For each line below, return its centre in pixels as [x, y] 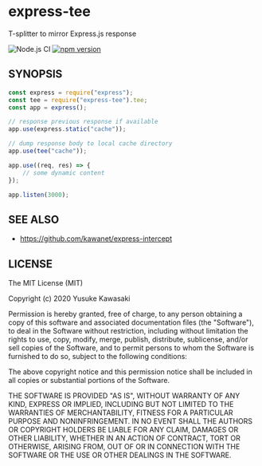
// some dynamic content [64, 173]
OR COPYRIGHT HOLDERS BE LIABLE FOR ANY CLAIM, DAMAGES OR [123, 430]
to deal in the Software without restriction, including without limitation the [128, 331]
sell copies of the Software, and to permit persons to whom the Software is [131, 348]
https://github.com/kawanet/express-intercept [96, 239]
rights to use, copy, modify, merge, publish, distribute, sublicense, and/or [128, 339]
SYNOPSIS [35, 74]
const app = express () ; [48, 107]
